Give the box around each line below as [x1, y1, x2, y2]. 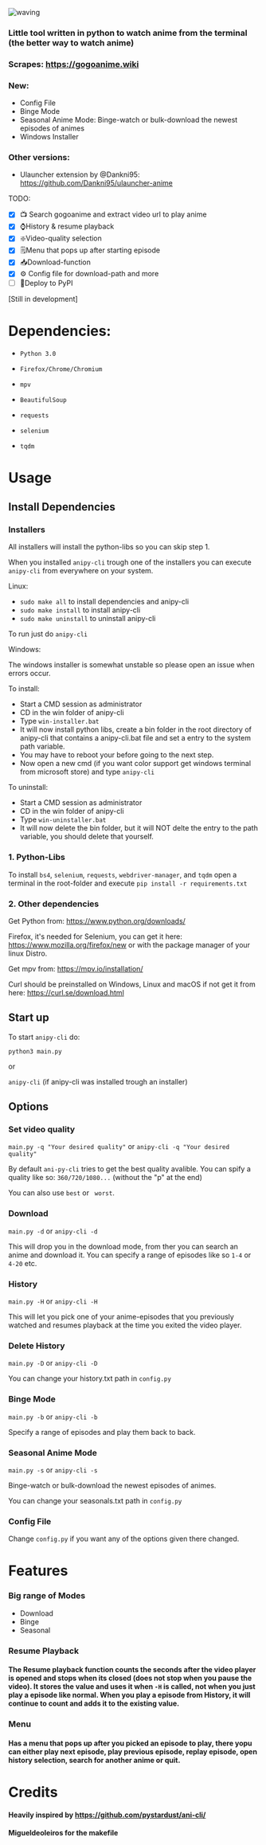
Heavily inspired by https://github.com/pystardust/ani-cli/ [8, 1810, 206, 1820]
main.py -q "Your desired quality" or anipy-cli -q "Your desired [8, 1142, 229, 1151]
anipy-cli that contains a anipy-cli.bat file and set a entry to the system [19, 733, 251, 743]
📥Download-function [19, 257, 92, 267]
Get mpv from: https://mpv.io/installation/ [8, 964, 143, 973]
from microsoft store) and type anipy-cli [19, 767, 155, 776]
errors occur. [8, 669, 51, 678]
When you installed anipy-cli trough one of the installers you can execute [8, 557, 252, 567]
